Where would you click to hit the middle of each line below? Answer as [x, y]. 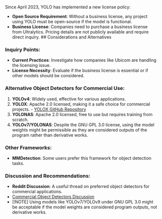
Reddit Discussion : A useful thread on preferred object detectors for [81, 186]
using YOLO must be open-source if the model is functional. [72, 22]
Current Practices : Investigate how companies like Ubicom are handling [84, 60]
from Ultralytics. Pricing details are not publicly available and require [80, 32]
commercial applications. [37, 192]
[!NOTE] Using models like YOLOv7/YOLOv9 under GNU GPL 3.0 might [83, 202]
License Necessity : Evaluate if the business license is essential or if [80, 70]
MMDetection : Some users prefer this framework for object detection [82, 158]
